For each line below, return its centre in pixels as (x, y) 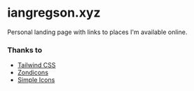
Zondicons (33, 73)
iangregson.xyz (54, 13)
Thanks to (25, 50)
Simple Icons (36, 80)
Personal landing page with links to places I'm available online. (97, 32)
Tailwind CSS (36, 65)
